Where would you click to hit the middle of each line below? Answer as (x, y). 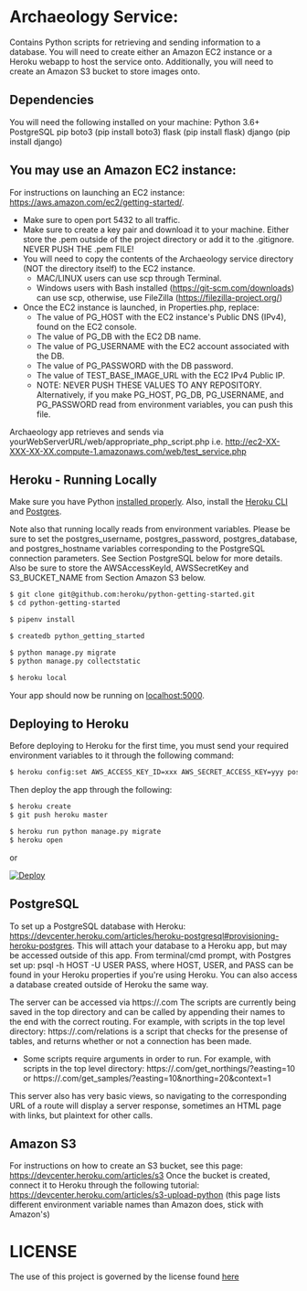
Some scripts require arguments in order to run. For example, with (147, 1059)
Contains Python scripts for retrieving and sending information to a (135, 42)
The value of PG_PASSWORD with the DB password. (135, 365)
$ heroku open (37, 840)
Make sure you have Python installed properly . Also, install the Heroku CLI (148, 502)
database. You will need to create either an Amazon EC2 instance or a (141, 51)
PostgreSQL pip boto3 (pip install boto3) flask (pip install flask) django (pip (150, 132)
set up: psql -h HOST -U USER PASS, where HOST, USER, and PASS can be (152, 965)
